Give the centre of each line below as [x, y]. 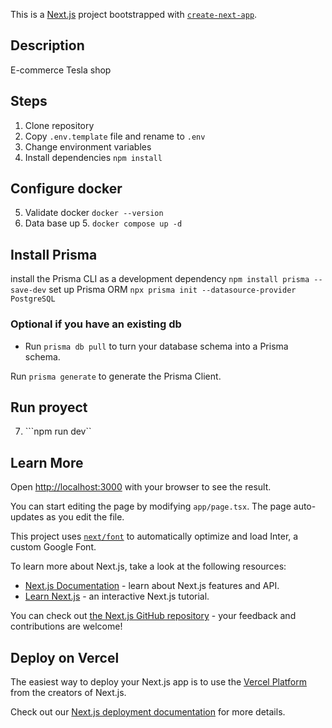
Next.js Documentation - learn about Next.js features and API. [152, 586]
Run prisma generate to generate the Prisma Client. [116, 376]
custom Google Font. [53, 547]
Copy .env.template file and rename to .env [115, 136]
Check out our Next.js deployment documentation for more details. [148, 711]
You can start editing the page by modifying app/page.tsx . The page [151, 506]
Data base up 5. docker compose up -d [103, 223]
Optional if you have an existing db [96, 324]
